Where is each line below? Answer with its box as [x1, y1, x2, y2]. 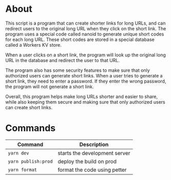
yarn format [8, 167, 37, 172]
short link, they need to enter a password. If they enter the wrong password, [5, 78, 166, 84]
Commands [5, 123, 56, 134]
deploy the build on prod [58, 157, 117, 165]
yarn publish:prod [8, 158, 53, 164]
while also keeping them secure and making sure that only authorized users [5, 98, 165, 105]
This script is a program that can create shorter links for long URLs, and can [5, 20, 166, 26]
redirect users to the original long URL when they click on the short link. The [5, 25, 166, 31]
